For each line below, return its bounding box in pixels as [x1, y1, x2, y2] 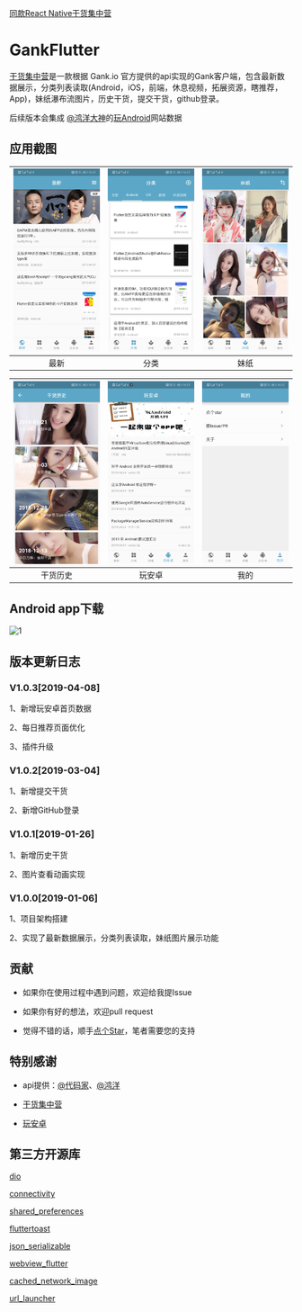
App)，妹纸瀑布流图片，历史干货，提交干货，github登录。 [9, 93, 225, 103]
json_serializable [9, 1241, 71, 1252]
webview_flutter [9, 1258, 68, 1269]
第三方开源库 [9, 1146, 81, 1162]
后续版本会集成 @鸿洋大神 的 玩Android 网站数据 [9, 112, 182, 123]
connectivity [9, 1189, 56, 1200]
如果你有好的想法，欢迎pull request [22, 1006, 154, 1017]
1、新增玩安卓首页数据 [9, 703, 92, 714]
